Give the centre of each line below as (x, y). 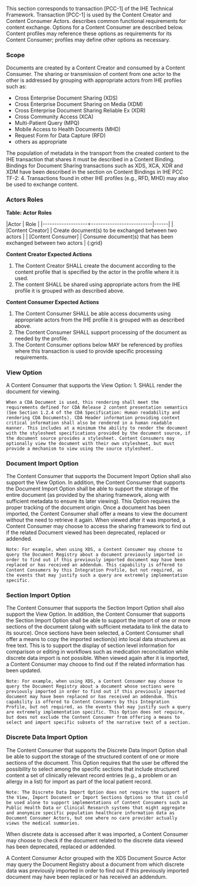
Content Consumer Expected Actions (53, 302)
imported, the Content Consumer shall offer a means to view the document (97, 514)
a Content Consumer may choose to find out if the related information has (96, 664)
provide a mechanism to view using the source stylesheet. (80, 449)
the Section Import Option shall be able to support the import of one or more (98, 620)
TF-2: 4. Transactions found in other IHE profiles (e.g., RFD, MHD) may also (97, 178)
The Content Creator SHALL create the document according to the (95, 266)
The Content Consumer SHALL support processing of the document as (101, 332)
